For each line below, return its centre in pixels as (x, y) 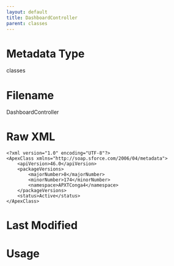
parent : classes (27, 23)
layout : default (27, 12)
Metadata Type (45, 54)
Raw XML (31, 137)
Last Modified (42, 225)
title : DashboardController (42, 18)
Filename (30, 95)
